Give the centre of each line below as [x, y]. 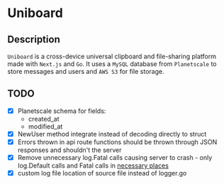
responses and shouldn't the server [69, 150]
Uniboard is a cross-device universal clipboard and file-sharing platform [112, 56]
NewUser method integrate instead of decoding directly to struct [112, 134]
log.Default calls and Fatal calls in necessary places [93, 166]
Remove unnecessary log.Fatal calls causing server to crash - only [115, 157]
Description [34, 39]
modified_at [45, 126]
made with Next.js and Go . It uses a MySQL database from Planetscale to [112, 64]
